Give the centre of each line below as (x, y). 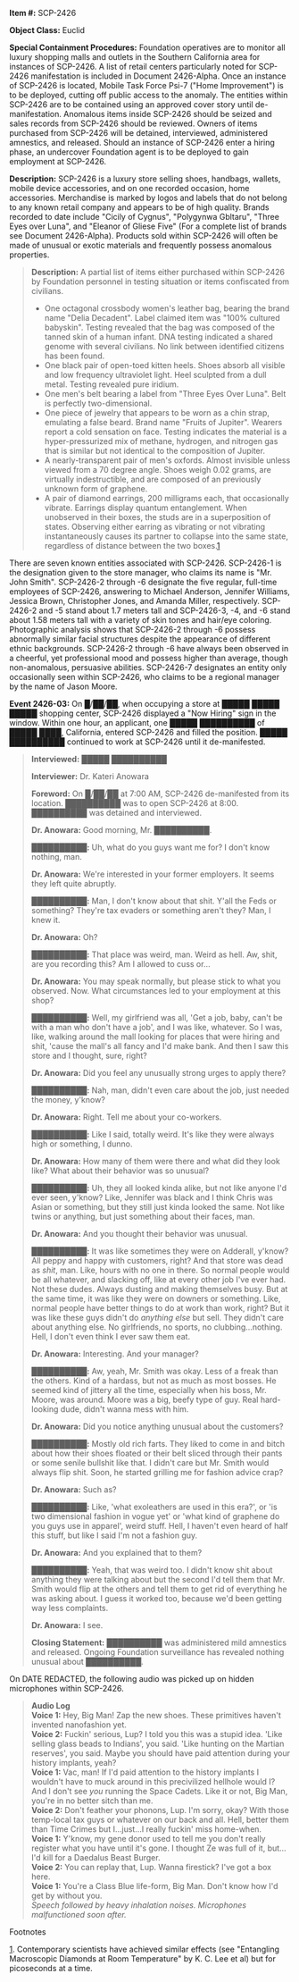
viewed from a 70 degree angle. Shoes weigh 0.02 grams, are (158, 470)
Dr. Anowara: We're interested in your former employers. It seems (153, 874)
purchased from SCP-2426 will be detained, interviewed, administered (139, 133)
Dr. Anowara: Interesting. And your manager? (115, 1354)
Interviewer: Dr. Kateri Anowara (90, 776)
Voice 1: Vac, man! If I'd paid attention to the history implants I (145, 1772)
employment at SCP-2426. (58, 161)
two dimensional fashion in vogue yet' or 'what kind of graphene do (155, 1516)
